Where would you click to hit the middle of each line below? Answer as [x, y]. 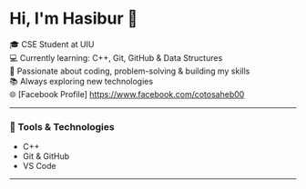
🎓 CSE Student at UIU [52, 44]
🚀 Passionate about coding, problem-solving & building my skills [130, 71]
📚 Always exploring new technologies [81, 81]
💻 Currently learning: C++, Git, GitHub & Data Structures [116, 57]
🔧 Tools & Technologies [62, 126]
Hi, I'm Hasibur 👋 [74, 19]
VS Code [39, 166]
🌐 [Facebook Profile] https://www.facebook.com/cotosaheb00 [127, 94]
